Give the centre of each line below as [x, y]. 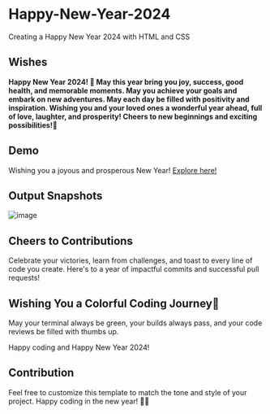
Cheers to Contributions [71, 241]
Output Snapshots [56, 196]
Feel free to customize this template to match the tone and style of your [128, 392]
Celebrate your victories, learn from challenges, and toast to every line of [131, 260]
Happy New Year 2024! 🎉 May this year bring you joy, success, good [126, 81]
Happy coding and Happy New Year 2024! [79, 347]
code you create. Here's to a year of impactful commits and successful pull [134, 269]
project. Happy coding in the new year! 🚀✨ [79, 401]
